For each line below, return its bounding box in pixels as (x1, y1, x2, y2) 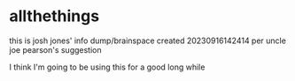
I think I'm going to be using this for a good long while (9, 62, 206, 72)
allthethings (9, 6, 100, 26)
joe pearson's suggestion (9, 44, 102, 55)
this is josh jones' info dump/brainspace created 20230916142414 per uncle (9, 35, 286, 46)
